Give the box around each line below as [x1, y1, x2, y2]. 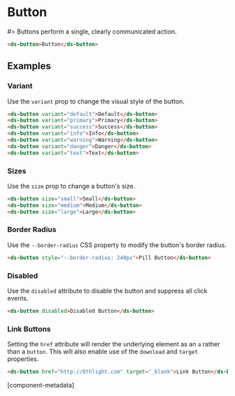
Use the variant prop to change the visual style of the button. [7, 97, 185, 105]
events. [7, 294, 29, 302]
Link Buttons [7, 324, 51, 334]
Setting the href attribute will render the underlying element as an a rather [7, 340, 220, 349]
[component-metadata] [7, 381, 75, 390]
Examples [7, 60, 51, 72]
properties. [7, 355, 39, 363]
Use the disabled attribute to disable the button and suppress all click [7, 287, 208, 295]
